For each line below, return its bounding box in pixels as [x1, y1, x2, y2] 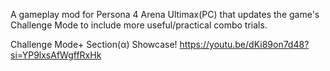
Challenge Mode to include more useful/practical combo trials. [10, 19, 268, 31]
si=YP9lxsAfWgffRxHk [10, 49, 102, 61]
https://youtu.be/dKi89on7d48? [179, 39, 310, 50]
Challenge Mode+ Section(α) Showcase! [10, 39, 178, 50]
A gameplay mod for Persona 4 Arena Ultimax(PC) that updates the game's [10, 9, 320, 20]
